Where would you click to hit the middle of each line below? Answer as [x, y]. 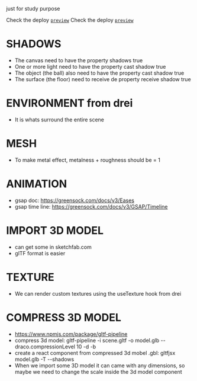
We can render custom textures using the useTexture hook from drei [98, 293]
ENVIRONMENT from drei [70, 103]
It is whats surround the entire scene [59, 119]
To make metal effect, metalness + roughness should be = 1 [88, 160]
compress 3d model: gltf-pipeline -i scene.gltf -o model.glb [87, 340]
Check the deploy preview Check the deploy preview [70, 20]
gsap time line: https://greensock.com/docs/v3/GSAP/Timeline [91, 206]
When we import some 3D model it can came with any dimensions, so [100, 365]
